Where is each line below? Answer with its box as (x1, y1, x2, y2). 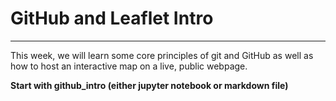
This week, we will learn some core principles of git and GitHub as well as (10, 49, 314, 61)
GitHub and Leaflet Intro (10, 7, 214, 30)
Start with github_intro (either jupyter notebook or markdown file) (10, 79, 289, 91)
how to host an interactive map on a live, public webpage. (10, 60, 248, 72)
